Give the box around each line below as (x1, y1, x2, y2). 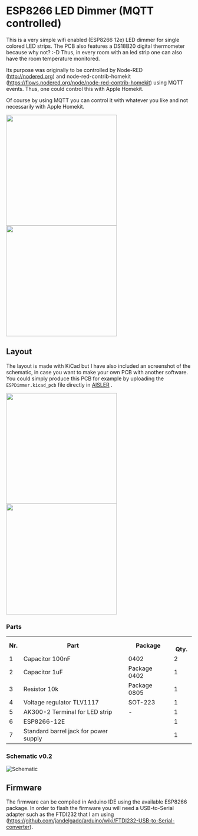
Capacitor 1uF (23, 668, 63, 677)
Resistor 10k (23, 685, 59, 693)
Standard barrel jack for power (23, 727, 108, 736)
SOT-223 (128, 698, 156, 707)
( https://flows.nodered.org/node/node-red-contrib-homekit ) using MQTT (6, 79, 184, 86)
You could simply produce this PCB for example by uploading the (6, 375, 164, 382)
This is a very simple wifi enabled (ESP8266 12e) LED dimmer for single (6, 36, 180, 43)
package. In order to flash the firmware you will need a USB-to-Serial (6, 805, 174, 812)
